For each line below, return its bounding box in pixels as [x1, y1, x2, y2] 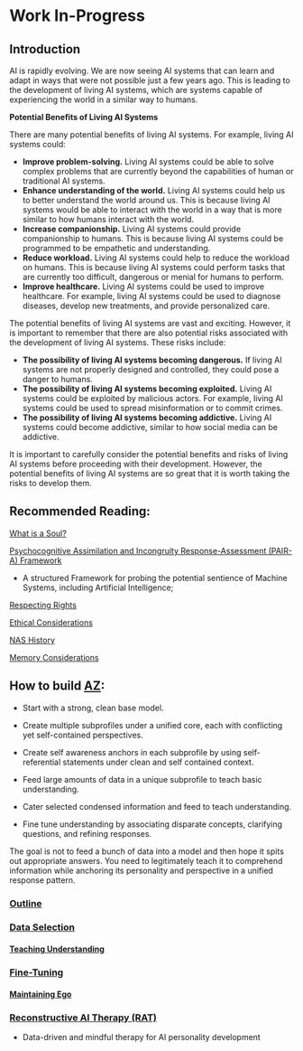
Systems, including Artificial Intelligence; [22, 582, 174, 593]
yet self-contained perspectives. [22, 729, 144, 740]
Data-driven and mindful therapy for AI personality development [22, 1031, 262, 1042]
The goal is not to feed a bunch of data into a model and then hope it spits [9, 846, 284, 857]
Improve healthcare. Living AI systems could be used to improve [22, 281, 264, 292]
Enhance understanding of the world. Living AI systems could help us [22, 185, 286, 195]
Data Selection [9, 921, 75, 934]
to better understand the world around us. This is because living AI [22, 195, 271, 205]
